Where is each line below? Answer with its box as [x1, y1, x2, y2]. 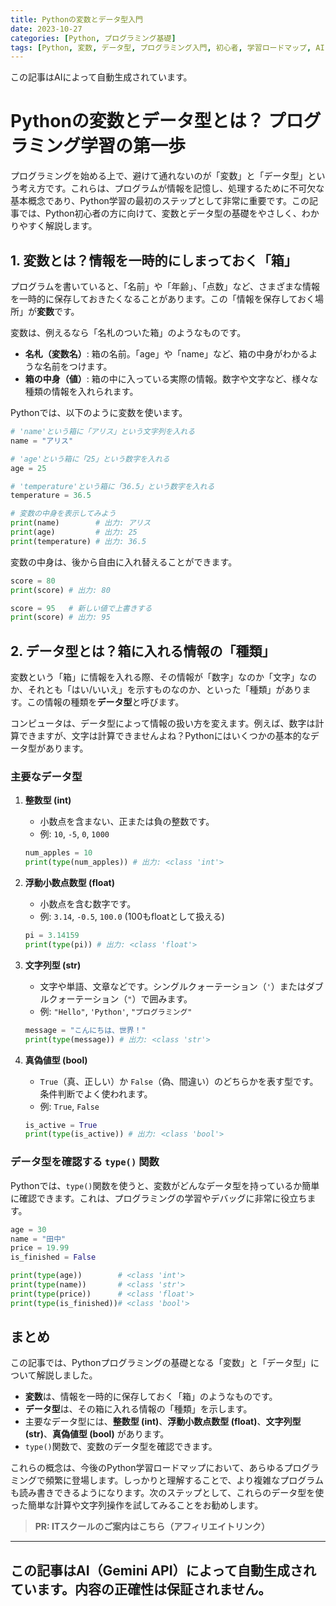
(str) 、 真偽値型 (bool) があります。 [24, 1428, 170, 1440]
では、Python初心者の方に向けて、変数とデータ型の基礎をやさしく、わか [18, 207, 320, 220]
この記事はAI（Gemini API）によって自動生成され [10, 1562, 317, 1579]
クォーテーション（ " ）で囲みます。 [48, 992, 193, 1005]
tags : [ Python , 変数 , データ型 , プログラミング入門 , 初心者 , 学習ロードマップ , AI [10, 42, 325, 53]
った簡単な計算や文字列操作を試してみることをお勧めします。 [10, 1499, 264, 1511]
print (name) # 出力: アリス [10, 518, 152, 528]
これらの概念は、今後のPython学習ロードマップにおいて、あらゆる [10, 1462, 285, 1474]
